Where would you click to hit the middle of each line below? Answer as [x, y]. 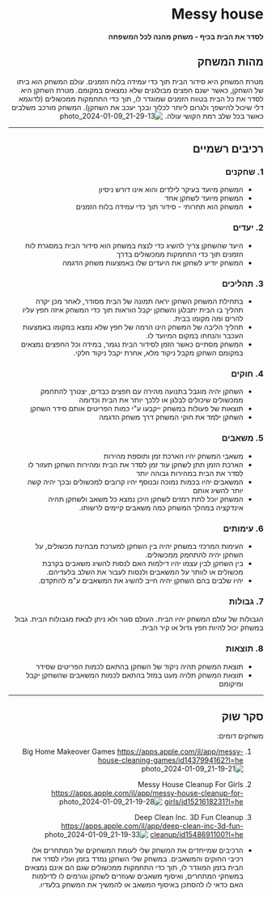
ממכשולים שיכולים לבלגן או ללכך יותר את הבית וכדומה [161, 400]
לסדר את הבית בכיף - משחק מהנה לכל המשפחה [186, 36]
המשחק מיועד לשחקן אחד [204, 198]
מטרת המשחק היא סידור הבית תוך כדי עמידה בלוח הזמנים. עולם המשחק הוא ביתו [140, 81]
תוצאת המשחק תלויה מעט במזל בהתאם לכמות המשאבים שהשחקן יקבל [134, 675]
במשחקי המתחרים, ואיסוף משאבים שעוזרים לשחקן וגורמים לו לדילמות [138, 876]
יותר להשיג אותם [218, 490]
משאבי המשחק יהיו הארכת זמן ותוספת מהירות [173, 456]
